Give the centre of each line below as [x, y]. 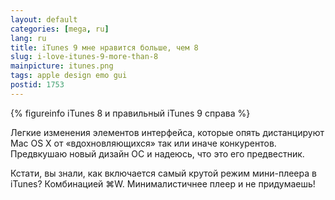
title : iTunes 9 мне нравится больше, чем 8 [104, 47]
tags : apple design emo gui [69, 76]
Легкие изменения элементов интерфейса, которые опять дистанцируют [167, 132]
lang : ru [28, 38]
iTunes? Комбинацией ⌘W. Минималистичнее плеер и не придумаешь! [163, 183]
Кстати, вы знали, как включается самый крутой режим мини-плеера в [163, 173]
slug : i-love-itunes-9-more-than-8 [84, 57]
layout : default [44, 19]
